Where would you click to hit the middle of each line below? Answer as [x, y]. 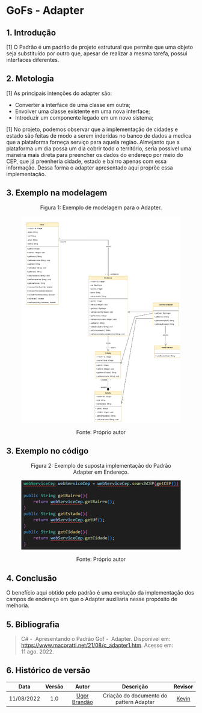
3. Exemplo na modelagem [57, 193]
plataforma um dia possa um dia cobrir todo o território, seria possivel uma [99, 148]
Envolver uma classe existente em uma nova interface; [82, 111]
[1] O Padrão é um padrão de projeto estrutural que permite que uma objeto [100, 47]
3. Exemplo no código [47, 451]
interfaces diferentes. [33, 60]
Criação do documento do [135, 696]
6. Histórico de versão [48, 671]
